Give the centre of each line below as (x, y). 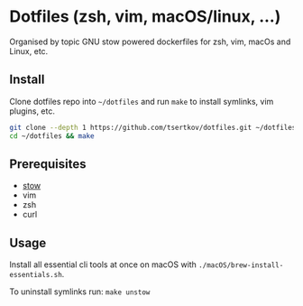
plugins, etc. (32, 111)
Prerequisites (48, 164)
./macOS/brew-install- (241, 265)
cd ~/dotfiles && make (52, 136)
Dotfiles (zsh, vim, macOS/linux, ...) (145, 17)
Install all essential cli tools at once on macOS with (103, 264)
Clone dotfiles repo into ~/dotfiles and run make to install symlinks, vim (142, 101)
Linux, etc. (29, 51)
